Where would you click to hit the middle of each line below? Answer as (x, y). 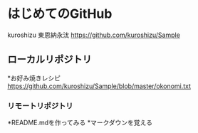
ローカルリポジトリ (49, 59)
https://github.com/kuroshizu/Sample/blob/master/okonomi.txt (99, 86)
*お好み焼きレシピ (34, 78)
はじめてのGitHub (60, 14)
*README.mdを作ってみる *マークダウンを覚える (80, 123)
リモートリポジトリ (40, 105)
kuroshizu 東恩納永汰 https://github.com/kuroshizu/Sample (94, 35)
